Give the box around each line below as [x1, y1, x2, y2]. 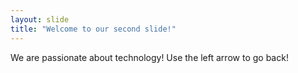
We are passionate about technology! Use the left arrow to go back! [10, 51, 289, 63]
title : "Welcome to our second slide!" [10, 24, 177, 34]
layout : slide [10, 14, 70, 25]
